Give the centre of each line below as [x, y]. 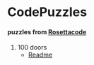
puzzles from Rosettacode [47, 31]
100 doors [32, 48]
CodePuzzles [47, 12]
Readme [40, 55]
